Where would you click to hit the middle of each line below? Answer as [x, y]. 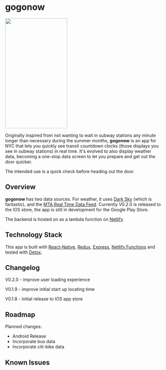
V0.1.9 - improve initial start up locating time [50, 289]
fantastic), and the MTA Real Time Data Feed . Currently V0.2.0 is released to [83, 204]
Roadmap [20, 315]
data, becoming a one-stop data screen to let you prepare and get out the [80, 156]
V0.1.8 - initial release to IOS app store [44, 299]
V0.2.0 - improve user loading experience [48, 279]
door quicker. [19, 162]
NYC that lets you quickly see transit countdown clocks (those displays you [82, 146]
